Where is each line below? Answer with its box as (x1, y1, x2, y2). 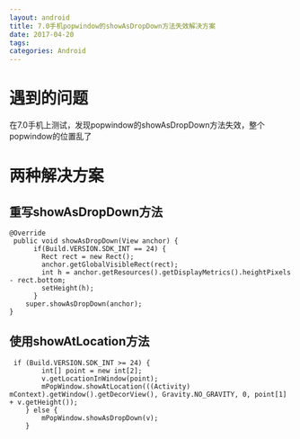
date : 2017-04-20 (9, 30, 75, 39)
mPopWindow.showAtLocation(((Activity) (41, 381, 191, 391)
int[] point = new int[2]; (41, 366, 143, 375)
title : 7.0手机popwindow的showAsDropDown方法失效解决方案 (9, 22, 216, 31)
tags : (9, 38, 30, 48)
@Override (9, 228, 47, 238)
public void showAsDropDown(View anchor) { (13, 237, 179, 246)
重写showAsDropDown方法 (9, 204, 163, 219)
